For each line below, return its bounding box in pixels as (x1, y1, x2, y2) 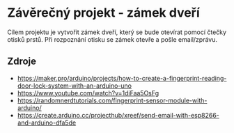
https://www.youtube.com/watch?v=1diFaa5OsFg (17, 88, 159, 97)
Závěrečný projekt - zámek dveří (7, 5, 200, 21)
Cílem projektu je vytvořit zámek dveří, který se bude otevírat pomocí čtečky (7, 28, 227, 36)
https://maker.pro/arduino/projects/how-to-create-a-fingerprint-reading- (17, 74, 227, 82)
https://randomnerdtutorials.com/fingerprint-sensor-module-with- (17, 96, 208, 104)
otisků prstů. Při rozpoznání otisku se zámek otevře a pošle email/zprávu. (7, 35, 218, 43)
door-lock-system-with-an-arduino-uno (17, 81, 132, 90)
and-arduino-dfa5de (17, 118, 77, 127)
